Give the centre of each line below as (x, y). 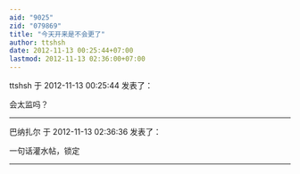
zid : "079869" (36, 26)
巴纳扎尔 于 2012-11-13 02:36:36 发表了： (86, 132)
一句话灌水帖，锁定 (45, 151)
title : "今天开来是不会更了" (57, 34)
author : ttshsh (37, 42)
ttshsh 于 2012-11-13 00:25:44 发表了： (81, 85)
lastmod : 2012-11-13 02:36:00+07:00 (77, 59)
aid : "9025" (31, 17)
